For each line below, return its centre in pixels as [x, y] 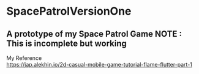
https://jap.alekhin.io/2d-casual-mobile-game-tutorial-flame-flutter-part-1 [99, 65]
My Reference [24, 58]
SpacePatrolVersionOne [69, 11]
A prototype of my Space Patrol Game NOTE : [94, 34]
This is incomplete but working [67, 43]
